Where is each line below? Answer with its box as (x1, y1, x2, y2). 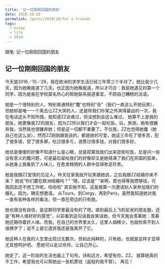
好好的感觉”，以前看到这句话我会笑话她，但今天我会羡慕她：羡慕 (28, 213, 160, 219)
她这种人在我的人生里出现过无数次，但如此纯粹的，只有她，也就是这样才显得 (5, 235, 160, 241)
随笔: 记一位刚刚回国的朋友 (5, 49, 59, 55)
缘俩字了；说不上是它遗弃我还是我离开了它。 (5, 225, 96, 231)
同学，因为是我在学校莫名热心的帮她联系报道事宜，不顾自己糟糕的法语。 (5, 91, 151, 97)
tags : (5, 21, 16, 26)
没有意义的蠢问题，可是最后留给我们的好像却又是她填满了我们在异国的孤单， (5, 155, 160, 161)
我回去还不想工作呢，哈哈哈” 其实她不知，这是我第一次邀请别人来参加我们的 (5, 184, 159, 190)
